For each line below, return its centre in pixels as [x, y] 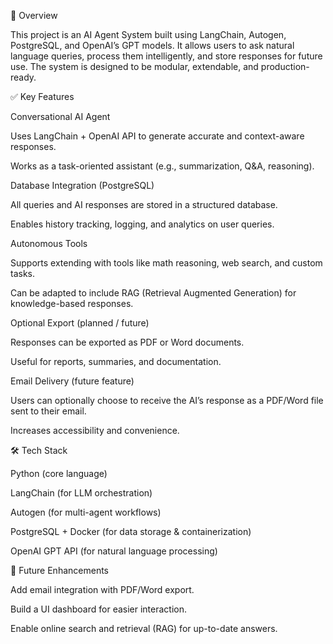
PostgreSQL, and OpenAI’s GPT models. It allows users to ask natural [152, 45]
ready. [23, 77]
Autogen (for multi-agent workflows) [86, 512]
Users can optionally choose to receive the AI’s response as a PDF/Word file [167, 400]
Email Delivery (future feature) [72, 381]
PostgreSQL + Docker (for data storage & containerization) [131, 531]
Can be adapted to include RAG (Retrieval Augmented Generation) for [153, 293]
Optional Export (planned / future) [80, 323]
